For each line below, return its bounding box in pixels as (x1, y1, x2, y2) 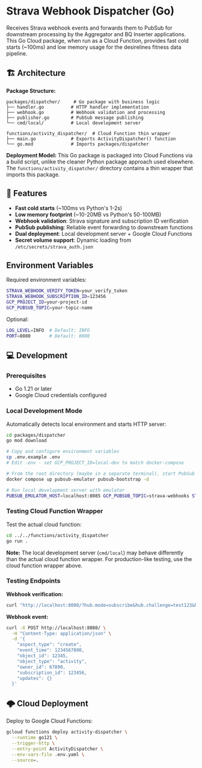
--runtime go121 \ (11, 735, 58, 741)
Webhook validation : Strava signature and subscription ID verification (14, 217, 189, 224)
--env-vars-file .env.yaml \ (11, 751, 85, 758)
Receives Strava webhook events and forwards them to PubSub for (6, 24, 173, 31)
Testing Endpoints (6, 577, 61, 585)
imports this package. (6, 171, 60, 178)
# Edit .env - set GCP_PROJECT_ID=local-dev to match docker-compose (6, 460, 185, 466)
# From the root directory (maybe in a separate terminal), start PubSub (6, 471, 195, 477)
